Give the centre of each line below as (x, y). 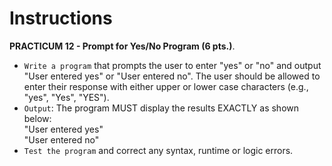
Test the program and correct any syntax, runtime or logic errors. (158, 150)
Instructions (61, 18)
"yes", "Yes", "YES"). (66, 97)
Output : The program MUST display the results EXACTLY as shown (161, 108)
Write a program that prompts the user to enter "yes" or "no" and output (172, 65)
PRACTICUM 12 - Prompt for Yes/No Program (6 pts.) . (122, 46)
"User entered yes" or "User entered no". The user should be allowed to (172, 76)
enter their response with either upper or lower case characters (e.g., (166, 86)
